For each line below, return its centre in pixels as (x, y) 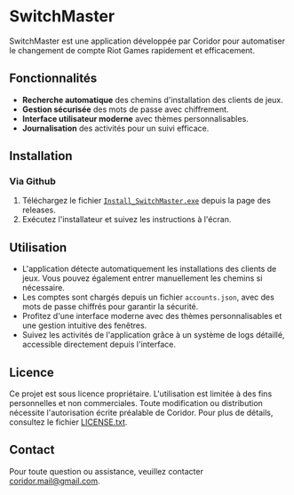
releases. (39, 210)
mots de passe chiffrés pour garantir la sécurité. (110, 307)
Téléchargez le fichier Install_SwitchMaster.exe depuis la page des (146, 201)
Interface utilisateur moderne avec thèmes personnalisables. (135, 118)
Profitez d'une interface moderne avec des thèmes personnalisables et (152, 316)
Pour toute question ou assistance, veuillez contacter (107, 471)
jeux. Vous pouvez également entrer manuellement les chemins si (142, 278)
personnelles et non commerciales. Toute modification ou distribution (136, 403)
